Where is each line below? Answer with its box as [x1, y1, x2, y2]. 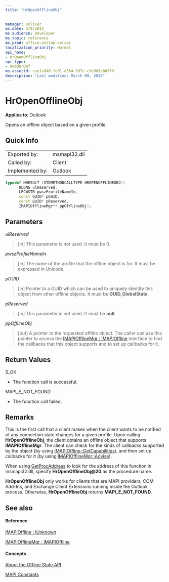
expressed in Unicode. [17, 266, 65, 272]
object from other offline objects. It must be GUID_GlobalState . [17, 290, 149, 297]
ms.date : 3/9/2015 [5, 26, 44, 31]
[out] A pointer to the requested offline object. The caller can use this [17, 330, 162, 336]
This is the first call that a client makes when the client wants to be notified [5, 426, 161, 433]
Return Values [5, 355, 51, 364]
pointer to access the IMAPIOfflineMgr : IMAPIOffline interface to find [17, 335, 162, 342]
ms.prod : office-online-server [5, 40, 71, 46]
